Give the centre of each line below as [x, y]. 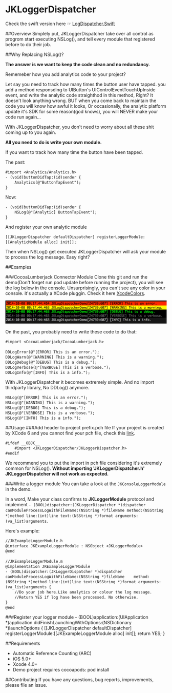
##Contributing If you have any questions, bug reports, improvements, [80, 680]
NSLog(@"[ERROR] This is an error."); [47, 398]
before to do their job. [28, 44]
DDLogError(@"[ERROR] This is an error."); [52, 352]
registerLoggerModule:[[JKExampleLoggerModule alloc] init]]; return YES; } [85, 633]
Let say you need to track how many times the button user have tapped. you [86, 84]
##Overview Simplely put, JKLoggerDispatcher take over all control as [79, 33]
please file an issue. [26, 685]
